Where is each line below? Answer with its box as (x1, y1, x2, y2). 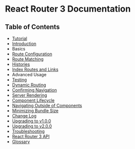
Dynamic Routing (12, 82, 46, 88)
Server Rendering (12, 92, 47, 98)
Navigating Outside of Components (12, 103, 82, 108)
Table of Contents (5, 23, 60, 31)
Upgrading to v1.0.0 (12, 118, 52, 124)
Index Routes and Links (12, 66, 59, 72)
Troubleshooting (12, 129, 45, 134)
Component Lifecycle (12, 98, 54, 103)
